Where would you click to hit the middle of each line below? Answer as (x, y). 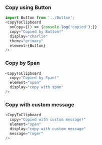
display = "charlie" (29, 36)
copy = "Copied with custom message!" (48, 120)
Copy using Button (28, 7)
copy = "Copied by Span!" (34, 78)
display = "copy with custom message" (48, 129)
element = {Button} (28, 46)
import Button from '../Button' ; (40, 18)
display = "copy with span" (37, 87)
